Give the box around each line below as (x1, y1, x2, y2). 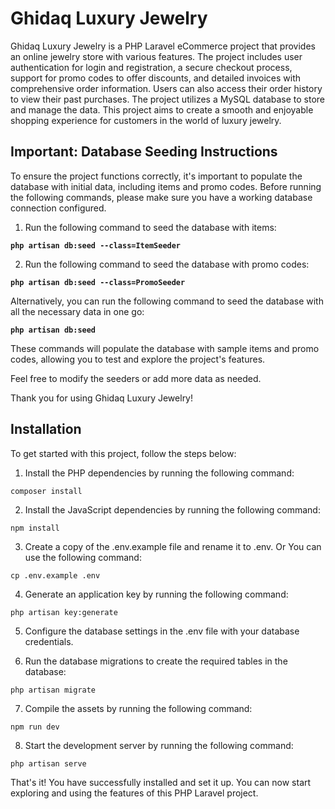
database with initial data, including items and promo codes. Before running (10, 180, 322, 192)
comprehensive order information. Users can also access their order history (10, 82, 323, 94)
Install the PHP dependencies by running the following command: (24, 467, 295, 479)
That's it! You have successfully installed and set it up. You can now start (10, 776, 312, 788)
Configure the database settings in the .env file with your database (24, 625, 300, 637)
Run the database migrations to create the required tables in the (24, 655, 288, 667)
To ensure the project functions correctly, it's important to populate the (10, 170, 303, 182)
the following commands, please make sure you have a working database (10, 191, 313, 203)
